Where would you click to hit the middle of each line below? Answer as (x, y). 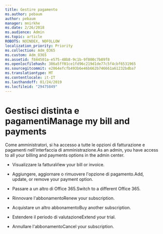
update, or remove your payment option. (53, 179)
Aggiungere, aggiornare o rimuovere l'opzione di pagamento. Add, (78, 174)
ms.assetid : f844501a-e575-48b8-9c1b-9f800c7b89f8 (57, 59)
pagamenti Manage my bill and (67, 121)
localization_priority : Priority (39, 46)
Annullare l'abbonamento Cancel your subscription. (63, 227)
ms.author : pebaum (24, 14)
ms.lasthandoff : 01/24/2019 (34, 82)
